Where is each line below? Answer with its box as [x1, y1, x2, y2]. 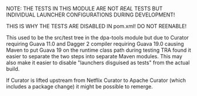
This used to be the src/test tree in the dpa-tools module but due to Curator [6, 34, 189, 41]
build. [6, 65, 20, 72]
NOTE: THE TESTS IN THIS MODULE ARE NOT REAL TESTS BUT [6, 5, 163, 12]
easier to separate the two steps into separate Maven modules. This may [6, 53, 182, 59]
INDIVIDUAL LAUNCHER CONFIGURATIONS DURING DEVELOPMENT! [6, 11, 175, 18]
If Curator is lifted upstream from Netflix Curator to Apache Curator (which [6, 77, 186, 84]
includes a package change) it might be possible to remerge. [6, 83, 153, 90]
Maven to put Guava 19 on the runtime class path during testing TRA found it [6, 47, 191, 54]
